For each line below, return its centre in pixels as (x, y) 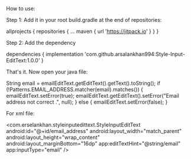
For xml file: (20, 113)
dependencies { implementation (45, 54)
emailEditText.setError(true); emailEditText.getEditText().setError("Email (93, 96)
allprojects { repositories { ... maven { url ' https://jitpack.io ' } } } (83, 31)
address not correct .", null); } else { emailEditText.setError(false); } (87, 102)
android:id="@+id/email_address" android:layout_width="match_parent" (94, 131)
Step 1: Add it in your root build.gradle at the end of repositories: (84, 20)
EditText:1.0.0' (23, 60)
